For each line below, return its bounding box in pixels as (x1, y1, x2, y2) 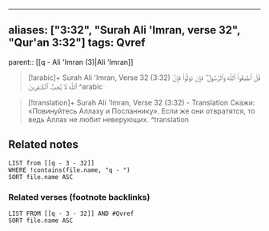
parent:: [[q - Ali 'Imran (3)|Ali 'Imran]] (8, 57, 134, 66)
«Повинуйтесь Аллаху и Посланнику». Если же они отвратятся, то (27, 106, 255, 116)
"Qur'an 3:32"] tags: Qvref (8, 36, 146, 50)
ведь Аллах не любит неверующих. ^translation (27, 114, 190, 124)
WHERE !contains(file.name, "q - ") (8, 165, 130, 174)
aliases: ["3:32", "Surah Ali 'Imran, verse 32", (8, 23, 241, 37)
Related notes (8, 137, 78, 152)
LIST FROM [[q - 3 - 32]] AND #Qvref (8, 209, 134, 217)
